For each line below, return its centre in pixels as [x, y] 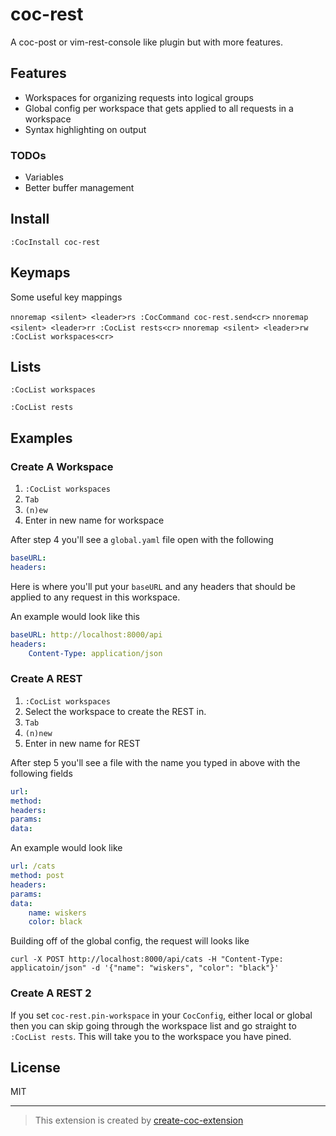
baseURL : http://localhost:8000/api [86, 634]
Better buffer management [79, 188]
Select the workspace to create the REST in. [115, 711]
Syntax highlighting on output [85, 129]
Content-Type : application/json [95, 653]
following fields [41, 773]
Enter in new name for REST [82, 743]
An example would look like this [75, 616]
